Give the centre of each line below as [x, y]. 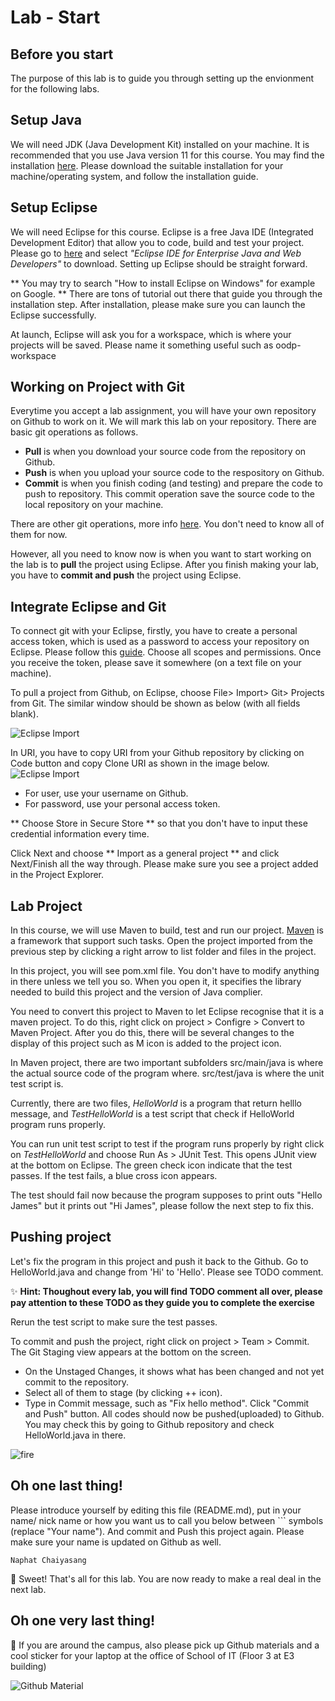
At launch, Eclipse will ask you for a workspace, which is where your [151, 334]
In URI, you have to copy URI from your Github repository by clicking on [157, 753]
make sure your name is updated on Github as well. [116, 1542]
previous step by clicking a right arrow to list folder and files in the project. [163, 952]
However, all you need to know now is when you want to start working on [161, 554]
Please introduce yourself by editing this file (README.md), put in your [156, 1510]
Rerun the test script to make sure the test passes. [114, 1322]
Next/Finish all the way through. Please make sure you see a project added [164, 864]
